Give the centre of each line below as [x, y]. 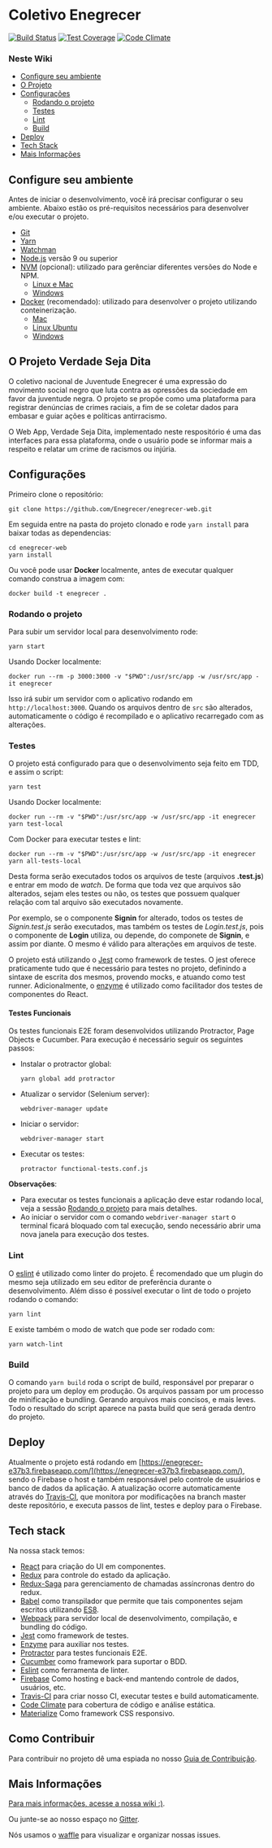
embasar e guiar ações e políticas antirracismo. [88, 416]
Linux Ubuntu [55, 328]
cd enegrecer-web [38, 548]
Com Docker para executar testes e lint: [75, 839]
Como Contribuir [52, 1739]
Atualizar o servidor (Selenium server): [85, 1094]
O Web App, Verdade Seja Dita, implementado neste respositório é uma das [135, 431]
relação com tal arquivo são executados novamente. [96, 902]
